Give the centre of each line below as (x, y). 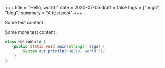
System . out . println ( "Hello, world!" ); (64, 51)
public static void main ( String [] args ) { (60, 46)
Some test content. (25, 23)
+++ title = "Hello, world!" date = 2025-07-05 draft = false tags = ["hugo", (82, 7)
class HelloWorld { (25, 42)
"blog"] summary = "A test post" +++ (44, 13)
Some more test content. (31, 32)
